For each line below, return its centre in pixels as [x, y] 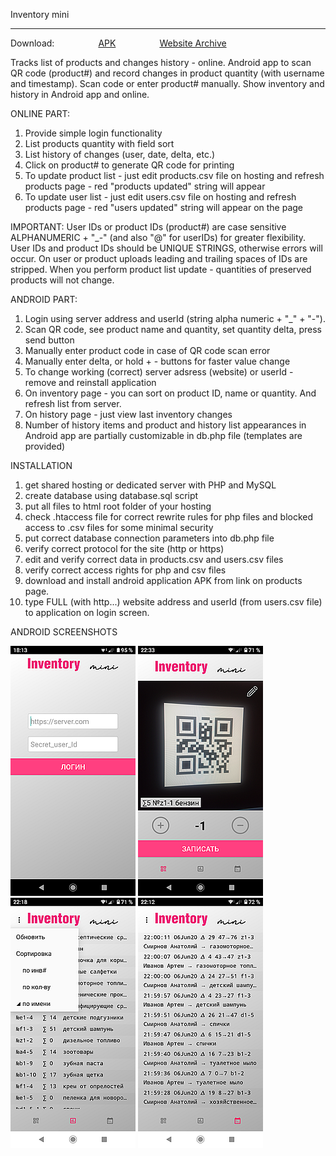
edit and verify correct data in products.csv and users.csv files [154, 559]
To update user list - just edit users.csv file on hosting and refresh [160, 197]
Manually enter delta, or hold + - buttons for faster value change [157, 361]
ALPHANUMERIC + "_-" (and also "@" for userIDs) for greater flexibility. [158, 237]
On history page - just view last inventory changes [128, 414]
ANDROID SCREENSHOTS [64, 632]
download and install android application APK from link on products [163, 580]
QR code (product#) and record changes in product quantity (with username [167, 73]
